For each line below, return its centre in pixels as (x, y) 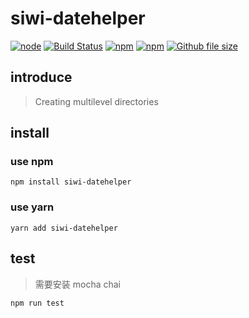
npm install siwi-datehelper (71, 182)
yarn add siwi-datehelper (64, 228)
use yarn (32, 207)
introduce (41, 77)
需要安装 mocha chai (77, 284)
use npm (32, 162)
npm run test (37, 303)
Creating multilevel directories (96, 101)
